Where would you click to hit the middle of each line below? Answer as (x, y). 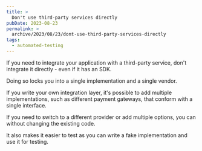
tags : (13, 40)
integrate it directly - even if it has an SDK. (59, 69)
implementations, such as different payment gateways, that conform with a (99, 99)
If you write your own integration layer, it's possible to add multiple (89, 92)
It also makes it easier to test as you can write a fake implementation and (97, 135)
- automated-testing (37, 46)
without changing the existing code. (51, 123)
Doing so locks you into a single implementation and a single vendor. (92, 81)
